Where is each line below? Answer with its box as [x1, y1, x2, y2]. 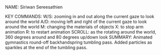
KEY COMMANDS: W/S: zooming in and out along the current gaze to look [5, 14, 155, 19]
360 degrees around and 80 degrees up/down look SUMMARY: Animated [5, 34, 153, 40]
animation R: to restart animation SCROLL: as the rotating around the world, [5, 29, 157, 35]
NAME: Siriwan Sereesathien [5, 4, 63, 10]
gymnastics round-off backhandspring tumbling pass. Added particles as [5, 39, 152, 45]
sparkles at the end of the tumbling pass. [5, 45, 88, 50]
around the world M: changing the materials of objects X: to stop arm [5, 24, 144, 30]
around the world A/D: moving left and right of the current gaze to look [5, 19, 147, 24]
